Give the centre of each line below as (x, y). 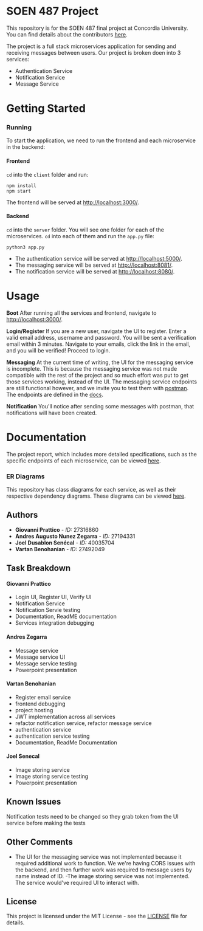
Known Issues (34, 802)
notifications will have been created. (52, 413)
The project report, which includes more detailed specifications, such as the (102, 454)
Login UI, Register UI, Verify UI (53, 597)
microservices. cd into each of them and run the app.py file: (81, 236)
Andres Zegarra (27, 637)
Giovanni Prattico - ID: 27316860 (57, 529)
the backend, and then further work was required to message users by (104, 870)
